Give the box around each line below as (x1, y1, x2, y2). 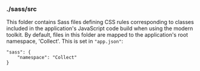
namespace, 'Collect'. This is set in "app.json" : (6, 38, 124, 45)
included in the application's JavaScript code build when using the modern (6, 25, 193, 32)
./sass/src (6, 5, 38, 13)
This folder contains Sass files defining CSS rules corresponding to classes (6, 19, 194, 26)
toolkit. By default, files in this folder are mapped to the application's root (6, 31, 188, 39)
